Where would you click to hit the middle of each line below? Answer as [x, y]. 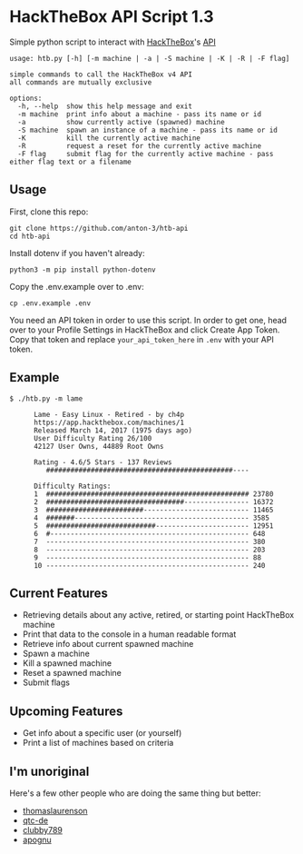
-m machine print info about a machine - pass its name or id [139, 114]
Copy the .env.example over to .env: [77, 286]
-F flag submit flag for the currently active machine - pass [146, 154]
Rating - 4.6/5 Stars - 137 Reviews [103, 462]
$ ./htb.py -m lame [46, 398]
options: [26, 98]
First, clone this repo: [49, 212]
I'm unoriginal [49, 771]
